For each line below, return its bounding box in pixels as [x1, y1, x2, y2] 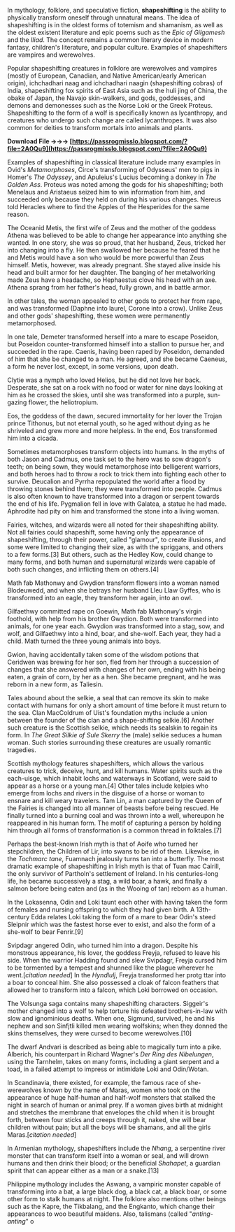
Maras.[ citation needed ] [7, 1131, 77, 1139]
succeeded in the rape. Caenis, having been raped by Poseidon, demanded [7, 348, 225, 355]
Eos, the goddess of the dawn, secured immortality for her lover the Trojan [7, 412, 222, 420]
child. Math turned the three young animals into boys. [7, 637, 162, 645]
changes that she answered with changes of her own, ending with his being [7, 665, 226, 674]
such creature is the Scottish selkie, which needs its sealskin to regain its [7, 723, 218, 732]
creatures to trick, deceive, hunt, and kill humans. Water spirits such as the [7, 767, 222, 775]
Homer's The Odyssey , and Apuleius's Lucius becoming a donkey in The [7, 173, 217, 181]
